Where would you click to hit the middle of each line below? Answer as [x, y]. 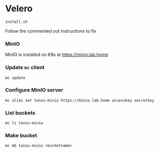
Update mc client [25, 67]
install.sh [16, 22]
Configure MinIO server [34, 90]
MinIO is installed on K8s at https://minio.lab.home [57, 54]
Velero [19, 9]
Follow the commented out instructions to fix [51, 31]
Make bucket [21, 136]
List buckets [20, 113]
